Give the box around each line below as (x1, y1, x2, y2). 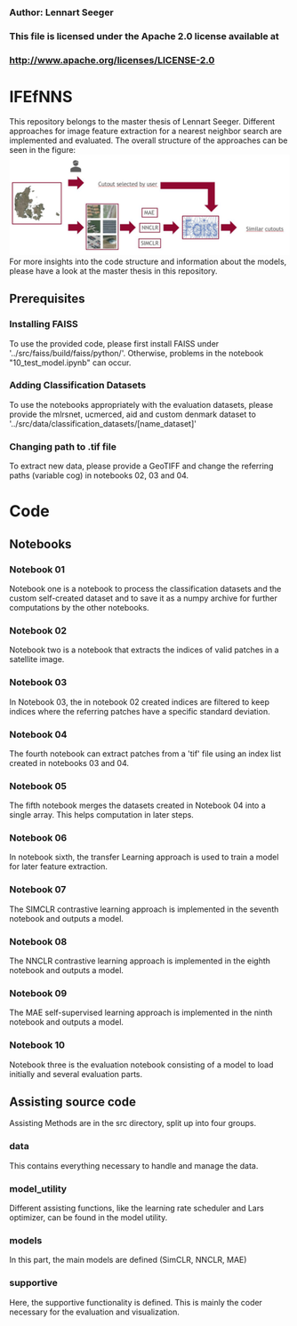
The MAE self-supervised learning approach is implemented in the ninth (9, 1007, 273, 1018)
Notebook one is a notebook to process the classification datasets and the (9, 583, 282, 594)
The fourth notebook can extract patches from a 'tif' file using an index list (9, 748, 282, 759)
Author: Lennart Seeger (9, 6, 114, 19)
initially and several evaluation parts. (9, 1068, 143, 1079)
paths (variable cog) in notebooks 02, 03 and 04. (9, 470, 189, 481)
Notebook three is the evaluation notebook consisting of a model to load (9, 1059, 274, 1070)
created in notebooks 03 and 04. (9, 757, 130, 768)
